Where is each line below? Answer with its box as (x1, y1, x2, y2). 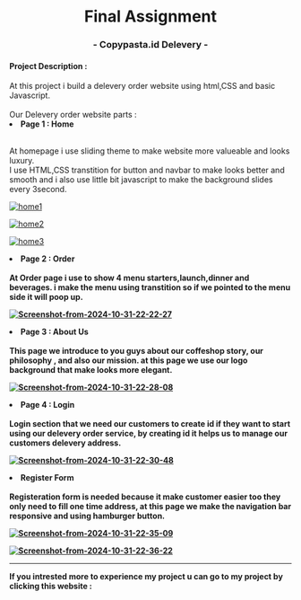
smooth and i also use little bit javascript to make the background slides (9, 174, 273, 185)
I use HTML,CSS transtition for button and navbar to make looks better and (9, 164, 285, 176)
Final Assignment (83, 6, 218, 27)
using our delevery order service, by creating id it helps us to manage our (9, 428, 288, 439)
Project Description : (9, 60, 88, 71)
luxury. (9, 155, 35, 166)
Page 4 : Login (21, 400, 75, 410)
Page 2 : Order (21, 253, 75, 264)
